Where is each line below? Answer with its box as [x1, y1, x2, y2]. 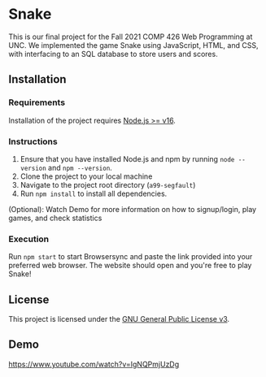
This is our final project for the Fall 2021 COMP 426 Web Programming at [8, 32, 253, 41]
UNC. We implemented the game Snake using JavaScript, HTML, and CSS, [8, 40, 259, 50]
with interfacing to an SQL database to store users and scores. [8, 49, 218, 58]
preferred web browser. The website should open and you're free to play [8, 261, 252, 271]
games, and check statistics [8, 213, 102, 223]
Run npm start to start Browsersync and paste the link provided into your [8, 252, 253, 262]
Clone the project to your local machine [20, 171, 153, 181]
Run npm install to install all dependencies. [20, 188, 168, 198]
